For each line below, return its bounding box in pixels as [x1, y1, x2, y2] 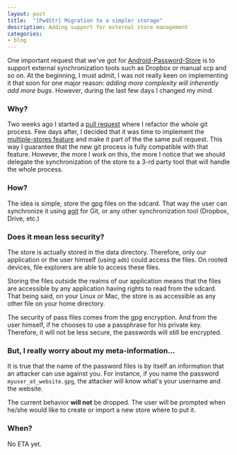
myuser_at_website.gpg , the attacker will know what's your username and [7, 377, 221, 386]
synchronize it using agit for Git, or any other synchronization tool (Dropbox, [7, 206, 229, 215]
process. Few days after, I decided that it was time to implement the [7, 128, 204, 136]
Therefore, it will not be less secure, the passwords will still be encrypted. [7, 328, 222, 337]
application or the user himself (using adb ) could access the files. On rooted [7, 256, 228, 264]
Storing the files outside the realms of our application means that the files [7, 277, 221, 286]
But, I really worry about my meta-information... [7, 345, 175, 355]
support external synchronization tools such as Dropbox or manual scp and [7, 64, 227, 72]
